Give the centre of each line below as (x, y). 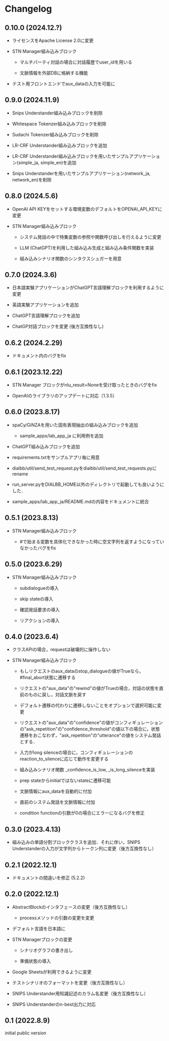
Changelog (28, 9)
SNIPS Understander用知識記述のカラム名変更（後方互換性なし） (80, 993)
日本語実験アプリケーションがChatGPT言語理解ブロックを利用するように (88, 287)
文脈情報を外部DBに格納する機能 (54, 73)
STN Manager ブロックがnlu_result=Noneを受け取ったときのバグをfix (85, 385)
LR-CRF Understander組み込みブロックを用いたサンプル (71, 156)
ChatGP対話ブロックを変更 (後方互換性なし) (58, 327)
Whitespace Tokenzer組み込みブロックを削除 (59, 124)
